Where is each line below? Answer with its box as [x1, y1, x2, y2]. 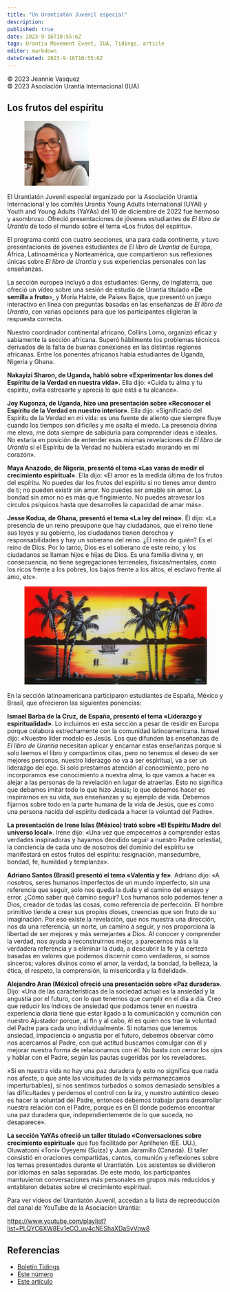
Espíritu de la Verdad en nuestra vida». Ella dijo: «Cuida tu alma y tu [7, 378, 202, 386]
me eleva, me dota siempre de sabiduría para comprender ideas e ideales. [7, 428, 218, 437]
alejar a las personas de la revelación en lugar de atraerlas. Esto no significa [7, 778, 223, 787]
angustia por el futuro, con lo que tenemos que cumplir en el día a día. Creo [7, 995, 222, 1003]
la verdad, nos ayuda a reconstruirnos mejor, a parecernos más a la [7, 937, 198, 946]
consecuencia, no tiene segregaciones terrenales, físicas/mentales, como [7, 558, 217, 566]
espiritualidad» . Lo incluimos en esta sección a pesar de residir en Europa [7, 719, 219, 728]
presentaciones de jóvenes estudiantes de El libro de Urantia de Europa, [7, 243, 212, 251]
